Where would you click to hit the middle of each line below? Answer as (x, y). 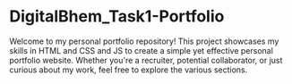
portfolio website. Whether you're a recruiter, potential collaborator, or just (146, 60)
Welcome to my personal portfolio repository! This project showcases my (144, 41)
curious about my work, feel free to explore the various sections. (129, 70)
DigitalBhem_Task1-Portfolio (117, 17)
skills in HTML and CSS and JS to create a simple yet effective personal (141, 50)
